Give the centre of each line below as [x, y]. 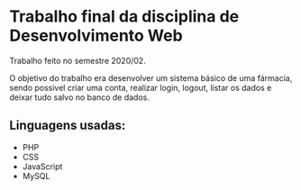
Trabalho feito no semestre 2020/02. [78, 60]
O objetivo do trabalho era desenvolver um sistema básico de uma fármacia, [151, 77]
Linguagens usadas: [68, 126]
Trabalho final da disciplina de [124, 17]
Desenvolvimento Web [96, 36]
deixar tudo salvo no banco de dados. [80, 97]
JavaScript [42, 166]
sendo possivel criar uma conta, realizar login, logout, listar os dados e [141, 87]
